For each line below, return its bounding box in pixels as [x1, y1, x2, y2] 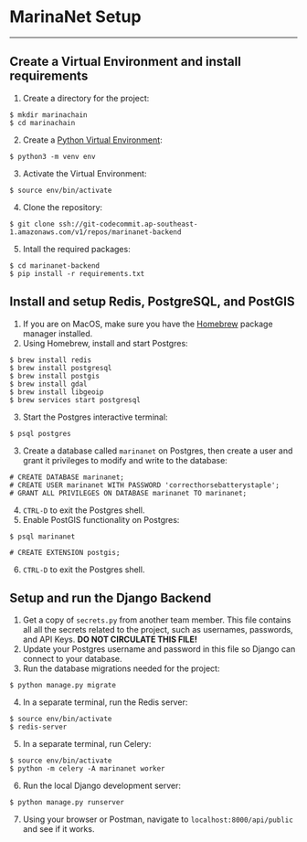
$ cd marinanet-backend [9, 261, 101, 271]
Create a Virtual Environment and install [9, 54, 242, 69]
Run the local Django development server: [22, 780, 181, 792]
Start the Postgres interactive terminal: [22, 411, 168, 422]
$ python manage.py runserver [9, 798, 125, 807]
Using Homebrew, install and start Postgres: [22, 337, 189, 348]
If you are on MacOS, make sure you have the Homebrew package [22, 318, 273, 329]
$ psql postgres [9, 429, 71, 438]
